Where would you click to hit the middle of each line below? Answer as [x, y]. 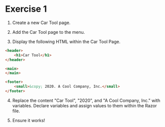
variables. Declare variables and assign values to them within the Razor [84, 105]
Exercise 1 [26, 9]
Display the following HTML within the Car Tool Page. [66, 41]
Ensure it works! [29, 120]
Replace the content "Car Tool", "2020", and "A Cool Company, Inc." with [86, 100]
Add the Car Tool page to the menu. [49, 32]
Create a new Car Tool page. [41, 23]
